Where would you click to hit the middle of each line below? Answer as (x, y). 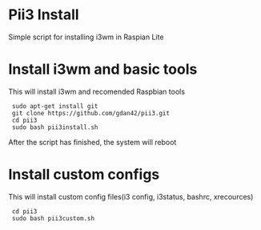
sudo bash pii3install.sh (55, 127)
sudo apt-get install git (55, 106)
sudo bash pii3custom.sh (53, 218)
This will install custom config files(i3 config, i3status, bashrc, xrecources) (131, 196)
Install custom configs (84, 175)
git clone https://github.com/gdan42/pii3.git (91, 113)
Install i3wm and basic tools (103, 69)
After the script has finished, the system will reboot (92, 142)
